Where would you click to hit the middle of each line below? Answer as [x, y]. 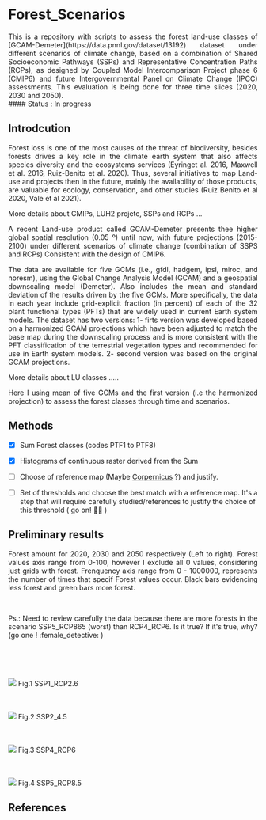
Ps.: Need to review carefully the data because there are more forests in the [133, 618]
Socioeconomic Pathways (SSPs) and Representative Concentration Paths [133, 62]
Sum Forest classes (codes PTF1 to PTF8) [88, 445]
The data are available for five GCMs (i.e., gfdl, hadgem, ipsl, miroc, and [133, 269]
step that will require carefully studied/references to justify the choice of [137, 501]
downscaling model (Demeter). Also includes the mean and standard [133, 286]
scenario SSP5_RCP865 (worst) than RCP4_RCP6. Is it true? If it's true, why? [133, 626]
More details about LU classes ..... [64, 377]
